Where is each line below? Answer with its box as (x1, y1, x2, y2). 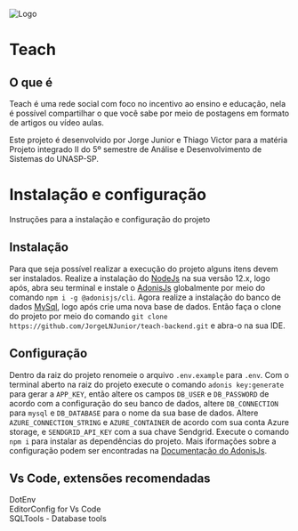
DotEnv (9, 495, 36, 505)
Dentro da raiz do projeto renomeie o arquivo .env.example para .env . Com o (9, 369, 289, 380)
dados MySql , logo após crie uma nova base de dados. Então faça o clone (9, 301, 282, 311)
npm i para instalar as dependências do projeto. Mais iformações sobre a (9, 436, 277, 447)
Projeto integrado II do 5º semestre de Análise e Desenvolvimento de (9, 144, 262, 155)
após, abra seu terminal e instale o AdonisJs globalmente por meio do (9, 282, 266, 293)
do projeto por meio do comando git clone (9, 310, 168, 321)
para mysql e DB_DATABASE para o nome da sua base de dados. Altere (9, 407, 259, 418)
